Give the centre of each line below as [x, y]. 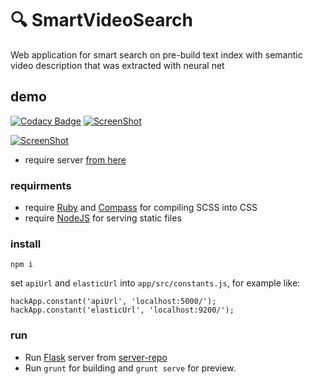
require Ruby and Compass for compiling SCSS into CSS [141, 208]
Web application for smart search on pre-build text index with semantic [156, 54]
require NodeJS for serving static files [103, 218]
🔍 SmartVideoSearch [102, 20]
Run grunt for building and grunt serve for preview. [130, 368]
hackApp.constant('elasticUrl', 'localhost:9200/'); [122, 310]
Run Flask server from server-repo [96, 357]
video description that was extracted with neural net [117, 65]
